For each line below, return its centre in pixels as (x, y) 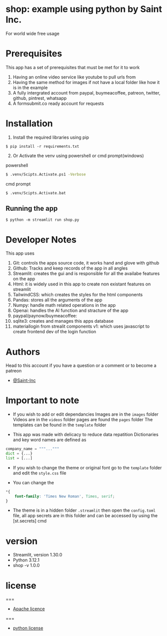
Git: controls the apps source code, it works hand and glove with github (86, 263)
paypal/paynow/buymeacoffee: (45, 316)
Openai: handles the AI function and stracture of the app (71, 311)
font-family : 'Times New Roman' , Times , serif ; (65, 496)
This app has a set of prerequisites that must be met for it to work (73, 67)
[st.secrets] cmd (30, 521)
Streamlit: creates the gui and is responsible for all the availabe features (86, 273)
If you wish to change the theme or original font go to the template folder (87, 467)
